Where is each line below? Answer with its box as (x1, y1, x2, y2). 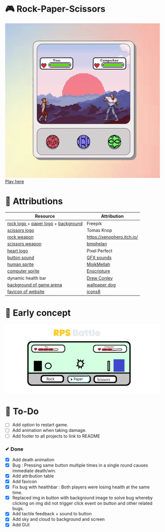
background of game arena (7, 282, 62, 288)
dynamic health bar (7, 275, 47, 281)
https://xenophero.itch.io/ (86, 234, 138, 240)
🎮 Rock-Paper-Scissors (5, 3, 106, 15)
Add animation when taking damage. (12, 427, 87, 433)
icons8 (86, 289, 101, 294)
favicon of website (7, 289, 45, 294)
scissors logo (7, 227, 34, 233)
